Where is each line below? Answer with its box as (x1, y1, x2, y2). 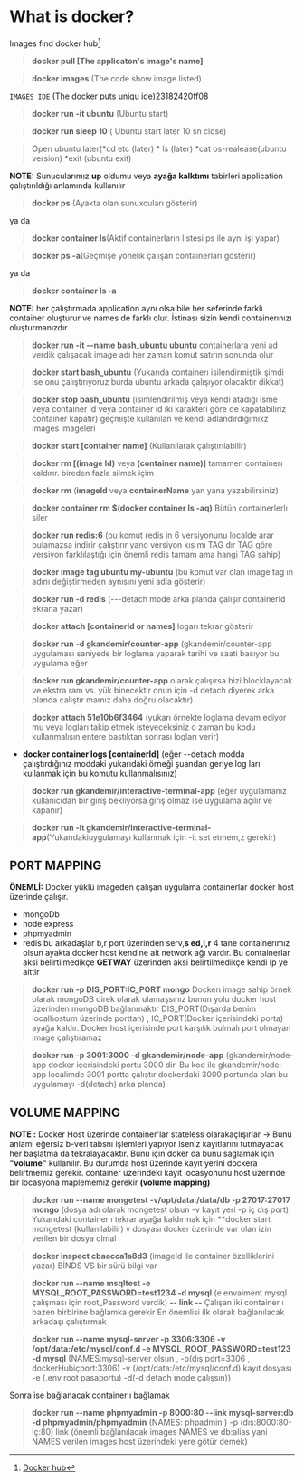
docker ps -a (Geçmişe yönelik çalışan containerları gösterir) (31, 250, 256, 261)
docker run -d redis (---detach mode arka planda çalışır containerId (31, 593, 286, 604)
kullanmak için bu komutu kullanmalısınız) (22, 768, 178, 779)
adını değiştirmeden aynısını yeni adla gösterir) (31, 576, 206, 587)
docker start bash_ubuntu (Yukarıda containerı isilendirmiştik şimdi (31, 367, 285, 377)
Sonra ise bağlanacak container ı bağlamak (9, 1390, 170, 1400)
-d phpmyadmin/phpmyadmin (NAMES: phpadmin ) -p (31, 1417, 238, 1428)
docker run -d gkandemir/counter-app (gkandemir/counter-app (31, 638, 273, 649)
